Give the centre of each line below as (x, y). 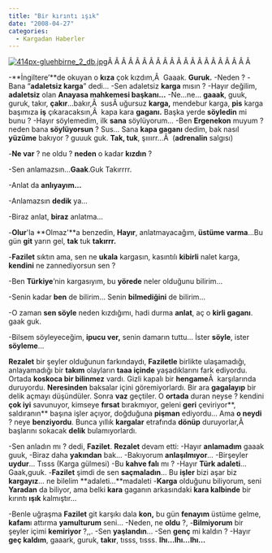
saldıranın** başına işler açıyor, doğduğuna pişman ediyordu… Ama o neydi (135, 414)
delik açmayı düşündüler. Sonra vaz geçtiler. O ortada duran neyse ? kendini (136, 396)
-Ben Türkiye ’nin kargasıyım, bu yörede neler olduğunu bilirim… (116, 281)
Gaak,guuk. (28, 472)
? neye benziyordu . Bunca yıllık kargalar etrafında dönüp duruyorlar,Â (126, 422)
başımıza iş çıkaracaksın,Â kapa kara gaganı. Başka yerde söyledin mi (128, 112)
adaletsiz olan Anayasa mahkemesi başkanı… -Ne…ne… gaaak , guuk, (128, 95)
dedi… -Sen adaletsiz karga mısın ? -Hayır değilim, (173, 86)
